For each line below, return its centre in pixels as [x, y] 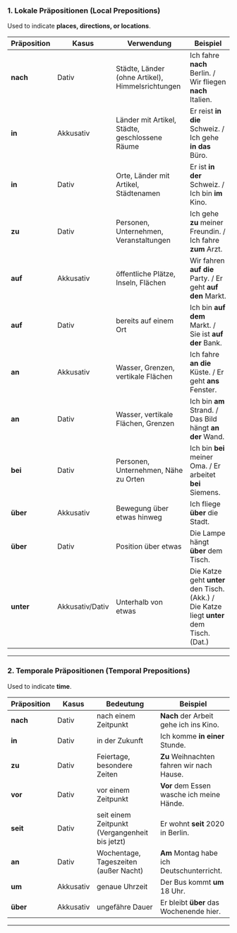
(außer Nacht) [120, 871]
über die [204, 513]
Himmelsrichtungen [148, 86]
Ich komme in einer [192, 736]
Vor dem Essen [186, 786]
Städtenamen [138, 193]
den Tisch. [207, 589]
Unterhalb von [140, 602]
